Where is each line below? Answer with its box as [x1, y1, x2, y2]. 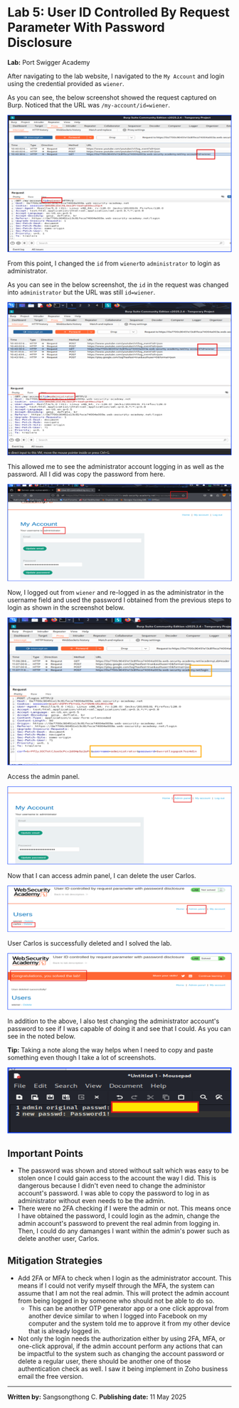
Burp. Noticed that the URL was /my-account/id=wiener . [7, 100, 171, 109]
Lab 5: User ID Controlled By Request [7, 4, 230, 21]
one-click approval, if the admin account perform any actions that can [17, 1342, 223, 1350]
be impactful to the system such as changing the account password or [17, 1349, 225, 1357]
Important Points [7, 1147, 84, 1160]
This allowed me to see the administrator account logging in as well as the [7, 462, 224, 471]
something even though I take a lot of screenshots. [7, 1053, 156, 1062]
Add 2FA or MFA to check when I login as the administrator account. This [17, 1274, 232, 1282]
